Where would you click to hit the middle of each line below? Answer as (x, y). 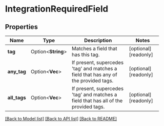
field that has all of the (97, 101)
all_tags (17, 98)
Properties (21, 27)
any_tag (17, 71)
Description (98, 40)
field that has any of (94, 75)
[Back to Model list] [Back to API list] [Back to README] (61, 119)
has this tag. (86, 55)
